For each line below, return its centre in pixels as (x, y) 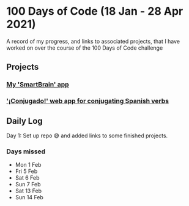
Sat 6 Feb (27, 178)
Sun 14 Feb (29, 197)
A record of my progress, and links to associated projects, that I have (93, 41)
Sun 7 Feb (28, 185)
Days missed (26, 151)
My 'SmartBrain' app (38, 85)
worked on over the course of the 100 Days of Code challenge (85, 48)
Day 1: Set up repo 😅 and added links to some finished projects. (87, 135)
